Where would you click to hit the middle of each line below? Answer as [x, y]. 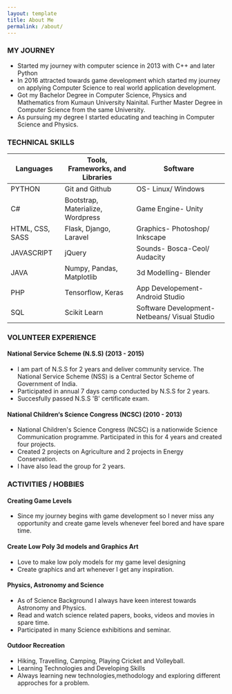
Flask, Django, [87, 229]
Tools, [97, 160]
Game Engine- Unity [170, 209]
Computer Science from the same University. [81, 109]
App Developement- [170, 288]
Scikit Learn [84, 312]
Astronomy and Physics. [52, 608]
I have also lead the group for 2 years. [71, 466]
